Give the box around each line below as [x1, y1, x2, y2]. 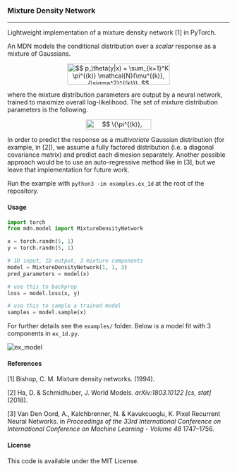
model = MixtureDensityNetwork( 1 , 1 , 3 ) [7, 263, 128, 270]
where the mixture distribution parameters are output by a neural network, [7, 90, 223, 99]
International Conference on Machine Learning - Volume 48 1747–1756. [7, 424, 215, 433]
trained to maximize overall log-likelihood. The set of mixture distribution [7, 98, 219, 107]
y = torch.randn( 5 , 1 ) [7, 244, 74, 252]
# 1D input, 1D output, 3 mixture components [7, 257, 143, 265]
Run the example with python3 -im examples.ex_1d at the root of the [7, 179, 205, 188]
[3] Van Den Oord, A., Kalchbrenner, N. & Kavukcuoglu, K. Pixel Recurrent [7, 410, 221, 418]
